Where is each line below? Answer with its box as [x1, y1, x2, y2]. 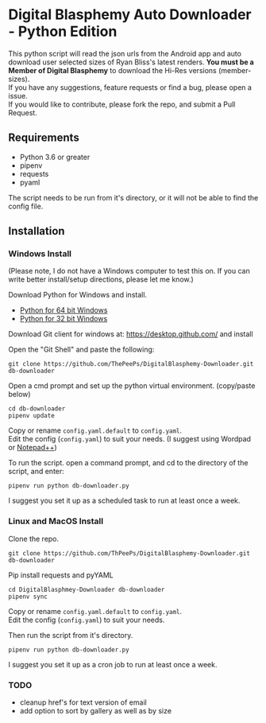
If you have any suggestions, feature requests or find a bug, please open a [8, 82, 253, 92]
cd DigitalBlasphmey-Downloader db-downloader [8, 585, 165, 593]
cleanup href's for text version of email [19, 698, 147, 707]
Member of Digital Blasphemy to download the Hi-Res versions [8, 65, 217, 75]
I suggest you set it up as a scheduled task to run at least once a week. [8, 496, 241, 506]
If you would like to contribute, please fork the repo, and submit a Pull [8, 99, 236, 109]
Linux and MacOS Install [8, 515, 104, 527]
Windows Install [8, 248, 72, 259]
